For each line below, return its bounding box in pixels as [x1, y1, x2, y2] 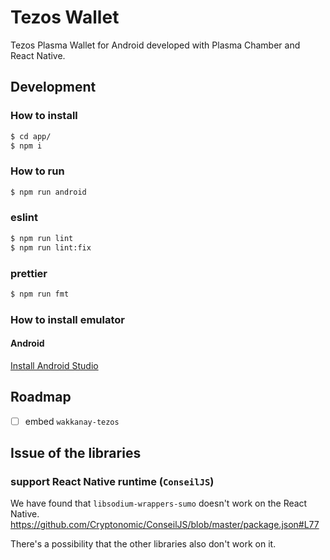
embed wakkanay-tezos [24, 415, 120, 427]
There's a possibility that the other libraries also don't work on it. [10, 538, 277, 550]
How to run [10, 164, 65, 178]
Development [10, 79, 97, 96]
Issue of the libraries [10, 445, 142, 462]
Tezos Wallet [10, 6, 120, 29]
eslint [10, 211, 38, 225]
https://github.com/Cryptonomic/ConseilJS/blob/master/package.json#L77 [10, 519, 320, 531]
